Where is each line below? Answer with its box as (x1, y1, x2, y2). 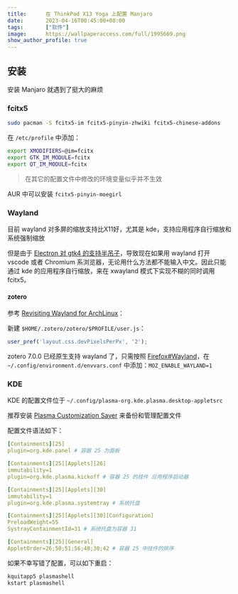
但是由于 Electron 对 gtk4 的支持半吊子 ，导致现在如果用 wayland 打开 (7, 249, 211, 258)
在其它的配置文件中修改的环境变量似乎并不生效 (24, 174, 162, 183)
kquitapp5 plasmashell (7, 573, 75, 580)
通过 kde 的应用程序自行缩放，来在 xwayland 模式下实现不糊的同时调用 (7, 267, 215, 275)
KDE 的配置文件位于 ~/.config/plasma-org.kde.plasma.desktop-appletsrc (7, 396, 223, 405)
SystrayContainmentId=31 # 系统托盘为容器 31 (7, 526, 137, 533)
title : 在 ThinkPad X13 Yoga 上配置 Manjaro (7, 10, 153, 18)
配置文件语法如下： (7, 426, 64, 435)
